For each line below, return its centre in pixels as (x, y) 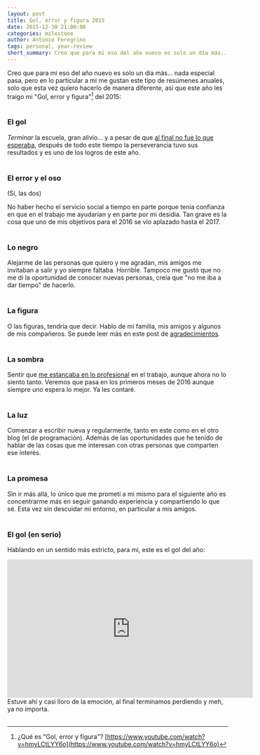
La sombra (26, 359)
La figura (23, 311)
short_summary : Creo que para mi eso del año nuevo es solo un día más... (119, 53)
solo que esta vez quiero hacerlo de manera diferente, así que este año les (115, 88)
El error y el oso (34, 178)
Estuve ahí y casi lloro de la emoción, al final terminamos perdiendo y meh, (115, 701)
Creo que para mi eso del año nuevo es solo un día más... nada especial (111, 73)
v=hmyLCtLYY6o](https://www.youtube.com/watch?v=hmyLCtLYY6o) (118, 744)
